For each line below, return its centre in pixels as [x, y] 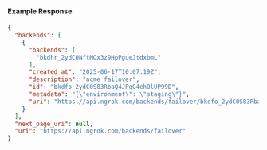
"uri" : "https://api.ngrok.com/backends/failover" [100, 131]
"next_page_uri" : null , [54, 124]
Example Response [40, 11]
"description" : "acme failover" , [84, 79]
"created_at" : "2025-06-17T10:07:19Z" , [94, 72]
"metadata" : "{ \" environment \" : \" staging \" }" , [109, 94]
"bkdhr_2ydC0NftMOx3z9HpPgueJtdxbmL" [98, 57]
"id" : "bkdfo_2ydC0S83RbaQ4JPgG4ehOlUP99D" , [104, 87]
